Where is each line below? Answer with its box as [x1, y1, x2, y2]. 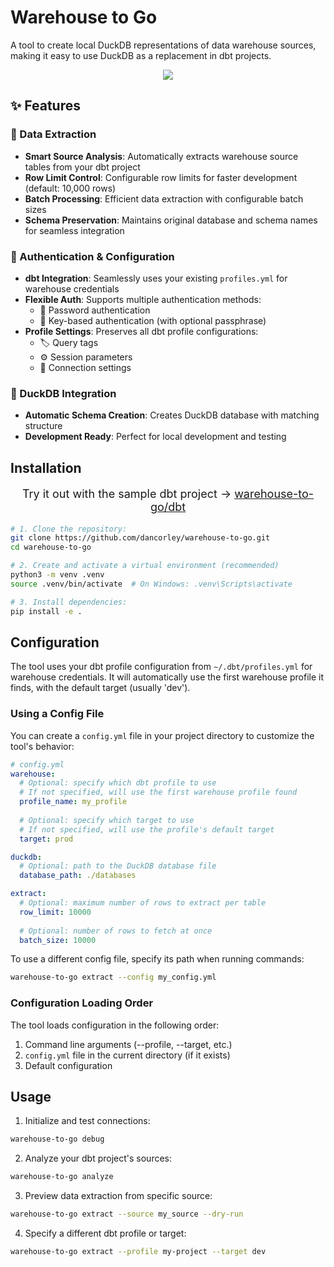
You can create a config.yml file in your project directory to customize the [10, 729, 315, 741]
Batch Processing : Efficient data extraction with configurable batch [24, 192, 304, 205]
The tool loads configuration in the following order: [10, 1019, 220, 1031]
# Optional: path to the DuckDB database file [19, 861, 217, 871]
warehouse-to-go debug [10, 1134, 105, 1145]
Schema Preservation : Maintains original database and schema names [24, 214, 318, 226]
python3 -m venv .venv [10, 570, 105, 580]
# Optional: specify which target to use [19, 815, 195, 825]
